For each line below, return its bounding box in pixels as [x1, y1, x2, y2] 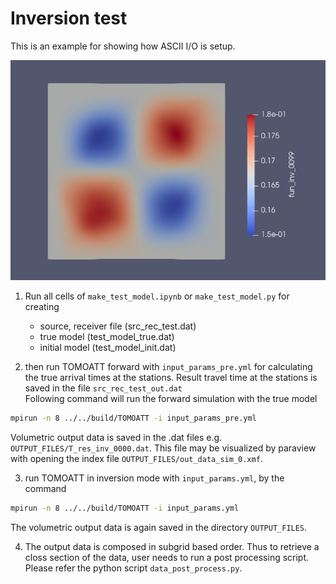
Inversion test [10, 7, 128, 30]
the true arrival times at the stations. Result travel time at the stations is [24, 372, 318, 384]
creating [24, 301, 60, 313]
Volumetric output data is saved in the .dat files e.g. [10, 432, 223, 444]
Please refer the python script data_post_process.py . [24, 562, 243, 574]
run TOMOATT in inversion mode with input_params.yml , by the [24, 472, 285, 484]
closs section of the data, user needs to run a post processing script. [24, 551, 310, 563]
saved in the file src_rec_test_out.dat [24, 382, 183, 394]
